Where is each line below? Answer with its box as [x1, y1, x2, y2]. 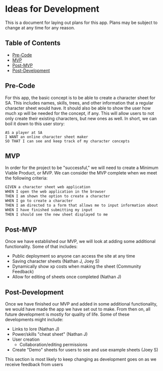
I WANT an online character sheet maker [5, 134, 89, 139]
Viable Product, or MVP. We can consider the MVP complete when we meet [5, 170, 157, 176]
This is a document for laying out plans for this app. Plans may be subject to [5, 20, 158, 25]
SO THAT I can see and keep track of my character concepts [5, 138, 130, 144]
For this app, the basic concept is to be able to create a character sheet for [5, 94, 156, 101]
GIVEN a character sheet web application [5, 185, 91, 190]
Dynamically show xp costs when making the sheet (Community [12, 263, 142, 269]
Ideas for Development [5, 3, 100, 15]
